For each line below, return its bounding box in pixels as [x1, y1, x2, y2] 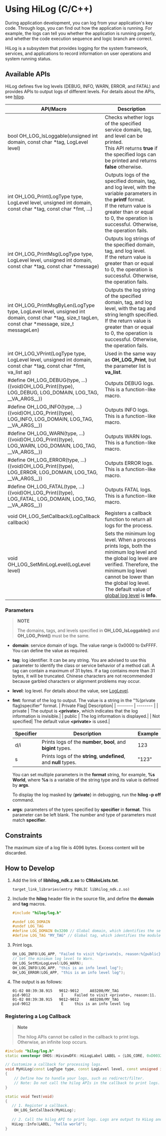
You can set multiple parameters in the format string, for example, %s [12, 772, 155, 778]
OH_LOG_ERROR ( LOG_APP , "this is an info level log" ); [12, 970, 125, 975]
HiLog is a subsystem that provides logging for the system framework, [5, 45, 148, 51]
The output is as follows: [12, 979, 63, 985]
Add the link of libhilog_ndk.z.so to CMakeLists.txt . [12, 877, 120, 883]
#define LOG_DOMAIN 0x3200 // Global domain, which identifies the [12, 929, 154, 934]
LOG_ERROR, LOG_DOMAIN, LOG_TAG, [7, 469, 98, 475]
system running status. [5, 55, 52, 61]
